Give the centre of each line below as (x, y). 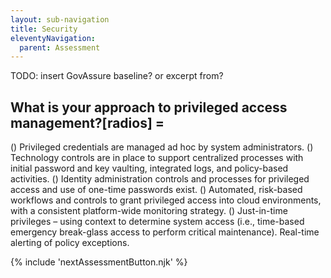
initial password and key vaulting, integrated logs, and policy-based (149, 168)
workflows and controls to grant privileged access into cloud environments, (166, 200)
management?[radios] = (87, 122)
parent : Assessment (60, 47)
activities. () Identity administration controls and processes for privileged (160, 179)
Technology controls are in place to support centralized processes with (157, 158)
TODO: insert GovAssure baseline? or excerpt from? (117, 76)
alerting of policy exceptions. (70, 243)
